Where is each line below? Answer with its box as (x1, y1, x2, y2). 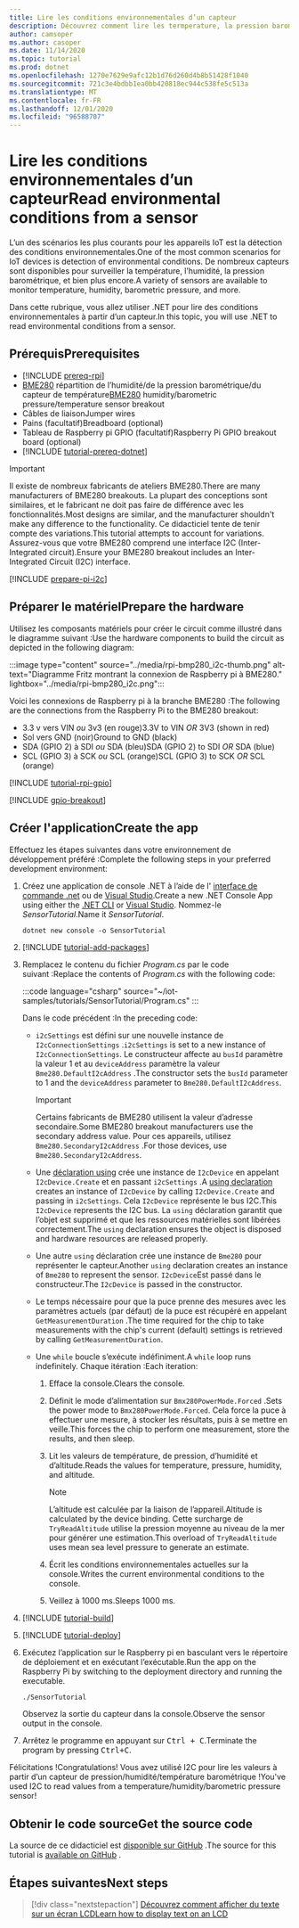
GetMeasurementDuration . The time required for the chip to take (35, 1315, 264, 1325)
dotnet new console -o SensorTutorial (21, 926, 166, 935)
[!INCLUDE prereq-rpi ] (21, 370, 105, 381)
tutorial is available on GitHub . (9, 1850, 122, 1860)
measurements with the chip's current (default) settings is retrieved (35, 1325, 283, 1335)
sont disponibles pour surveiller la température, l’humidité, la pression (9, 266, 265, 276)
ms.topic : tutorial (9, 54, 82, 63)
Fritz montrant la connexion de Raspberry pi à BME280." (76, 669, 283, 679)
